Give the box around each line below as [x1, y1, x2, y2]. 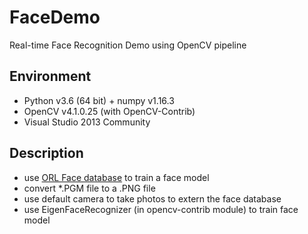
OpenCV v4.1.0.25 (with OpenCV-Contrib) [23, 105, 196, 117]
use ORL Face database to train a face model [23, 171, 210, 183]
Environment [9, 68, 92, 85]
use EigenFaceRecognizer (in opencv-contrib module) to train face [23, 203, 299, 215]
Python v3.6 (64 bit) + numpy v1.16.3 [23, 94, 175, 106]
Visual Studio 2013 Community [23, 116, 151, 128]
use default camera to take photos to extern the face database [23, 192, 282, 205]
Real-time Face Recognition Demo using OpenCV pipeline [9, 39, 247, 51]
